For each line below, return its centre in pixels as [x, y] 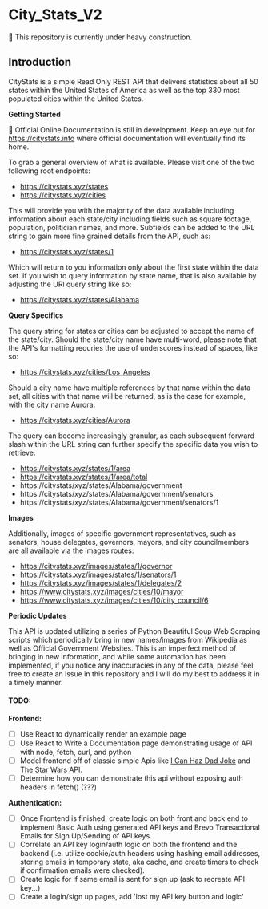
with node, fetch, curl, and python [76, 753]
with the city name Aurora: [52, 404]
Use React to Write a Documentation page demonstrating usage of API [136, 743]
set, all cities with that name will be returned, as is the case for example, [127, 396]
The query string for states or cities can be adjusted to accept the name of [131, 331]
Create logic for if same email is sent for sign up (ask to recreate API [132, 879]
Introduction [40, 62]
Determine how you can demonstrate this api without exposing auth [131, 778]
